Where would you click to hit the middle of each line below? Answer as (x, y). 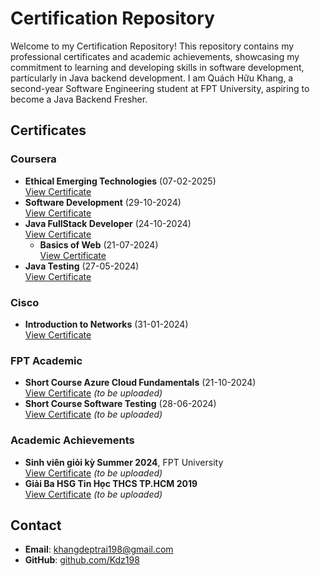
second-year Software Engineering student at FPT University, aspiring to (160, 88)
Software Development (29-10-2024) (103, 202)
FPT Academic (46, 360)
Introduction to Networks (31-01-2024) (106, 324)
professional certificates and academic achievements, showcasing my (155, 56)
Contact (36, 525)
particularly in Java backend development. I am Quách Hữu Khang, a (152, 78)
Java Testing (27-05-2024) (82, 266)
